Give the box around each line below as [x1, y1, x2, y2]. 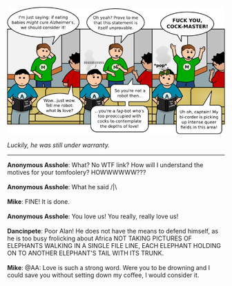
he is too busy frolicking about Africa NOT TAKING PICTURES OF [7, 234, 192, 242]
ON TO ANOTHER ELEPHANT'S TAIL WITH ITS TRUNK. [7, 249, 164, 258]
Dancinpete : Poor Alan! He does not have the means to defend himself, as [7, 227, 219, 236]
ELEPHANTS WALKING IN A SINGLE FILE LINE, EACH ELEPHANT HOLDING [7, 242, 221, 250]
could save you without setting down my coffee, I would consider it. [7, 271, 200, 279]
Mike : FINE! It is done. [7, 198, 70, 206]
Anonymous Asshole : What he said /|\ [7, 183, 117, 191]
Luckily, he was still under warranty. [7, 141, 110, 149]
